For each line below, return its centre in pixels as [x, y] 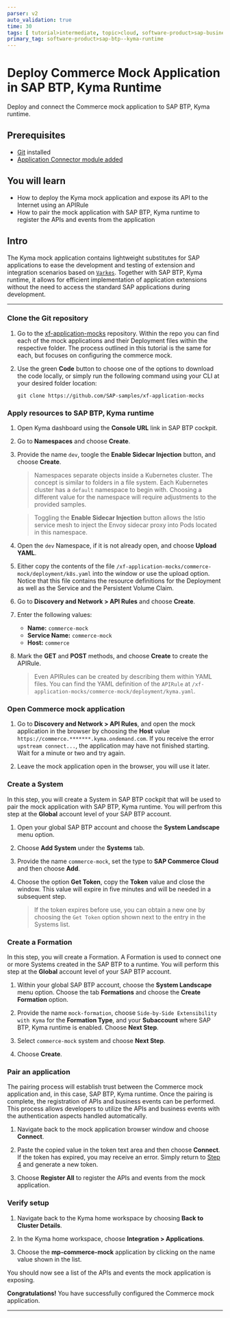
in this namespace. [61, 533]
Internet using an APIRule [53, 205]
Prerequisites [36, 136]
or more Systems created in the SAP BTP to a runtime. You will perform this [113, 964]
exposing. [21, 1280]
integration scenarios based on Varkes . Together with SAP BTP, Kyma [105, 272]
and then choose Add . [49, 868]
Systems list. [52, 924]
